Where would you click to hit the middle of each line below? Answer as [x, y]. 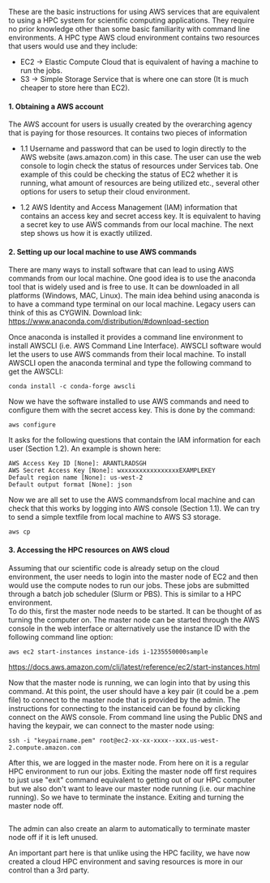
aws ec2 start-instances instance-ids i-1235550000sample [108, 652]
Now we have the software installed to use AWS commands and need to [129, 401]
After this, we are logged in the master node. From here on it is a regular [129, 762]
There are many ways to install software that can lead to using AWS [121, 270]
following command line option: [61, 637]
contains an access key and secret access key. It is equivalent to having [140, 216]
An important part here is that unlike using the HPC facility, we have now [129, 853]
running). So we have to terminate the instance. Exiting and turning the [126, 797]
